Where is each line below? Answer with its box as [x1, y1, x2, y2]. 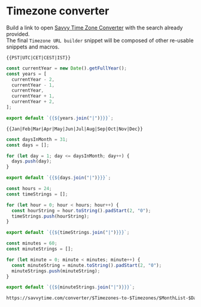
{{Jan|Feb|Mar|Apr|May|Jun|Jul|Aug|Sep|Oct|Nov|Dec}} [6, 126, 144, 132]
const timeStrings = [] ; [6, 191, 68, 197]
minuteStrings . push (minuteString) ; [11, 268, 100, 274]
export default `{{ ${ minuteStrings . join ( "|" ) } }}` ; [6, 284, 135, 290]
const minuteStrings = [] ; [6, 246, 74, 252]
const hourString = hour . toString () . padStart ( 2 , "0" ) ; [11, 207, 151, 213]
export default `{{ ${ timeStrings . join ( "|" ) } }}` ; [6, 230, 130, 236]
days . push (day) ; [11, 158, 52, 164]
